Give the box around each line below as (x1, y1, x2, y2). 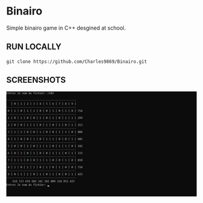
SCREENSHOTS (6, 75, 66, 85)
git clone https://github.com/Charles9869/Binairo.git (6, 59, 147, 65)
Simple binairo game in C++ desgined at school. (6, 24, 126, 31)
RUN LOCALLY (6, 42, 62, 52)
